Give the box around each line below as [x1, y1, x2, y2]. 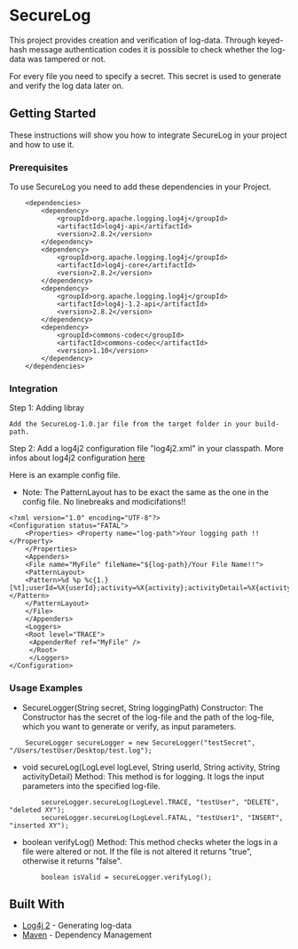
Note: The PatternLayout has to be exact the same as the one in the [21, 487, 269, 498]
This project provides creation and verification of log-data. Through [9, 35, 256, 45]
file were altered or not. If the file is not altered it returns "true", [21, 846, 253, 857]
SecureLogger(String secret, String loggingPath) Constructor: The [21, 702, 263, 713]
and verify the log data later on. [9, 80, 124, 91]
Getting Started [9, 106, 97, 121]
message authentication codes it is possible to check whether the [28, 44, 269, 54]
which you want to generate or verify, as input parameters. [21, 721, 237, 731]
